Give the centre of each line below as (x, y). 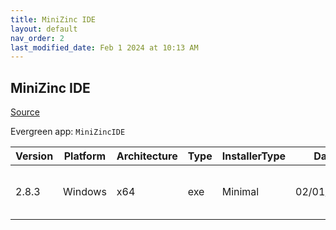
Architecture (147, 156)
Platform (85, 156)
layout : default (44, 29)
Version (34, 156)
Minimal (240, 192)
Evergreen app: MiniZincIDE (68, 132)
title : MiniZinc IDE (53, 19)
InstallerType (254, 156)
